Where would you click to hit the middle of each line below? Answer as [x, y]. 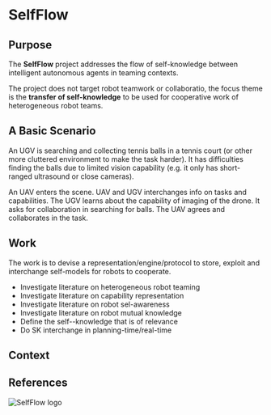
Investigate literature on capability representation [102, 295]
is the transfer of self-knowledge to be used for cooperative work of [123, 97]
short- [230, 167]
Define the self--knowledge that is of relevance [99, 321]
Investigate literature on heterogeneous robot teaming [110, 287]
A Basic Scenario [52, 131]
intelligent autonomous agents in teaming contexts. [93, 73]
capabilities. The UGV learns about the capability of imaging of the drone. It [134, 201]
